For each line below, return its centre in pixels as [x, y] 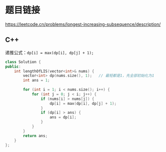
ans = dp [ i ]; [63, 117]
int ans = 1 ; [37, 80]
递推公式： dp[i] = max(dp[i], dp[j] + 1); [49, 52]
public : [13, 67]
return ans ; [36, 136]
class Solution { [23, 62]
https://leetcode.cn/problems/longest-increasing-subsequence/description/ [83, 24]
